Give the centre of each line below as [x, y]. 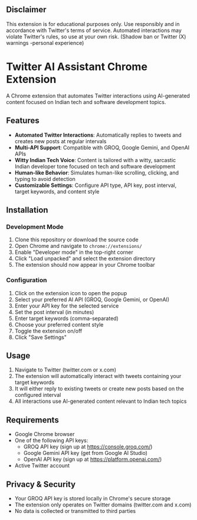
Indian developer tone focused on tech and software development [95, 166]
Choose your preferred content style [59, 324]
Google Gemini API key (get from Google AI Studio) [85, 453]
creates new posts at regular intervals [60, 141]
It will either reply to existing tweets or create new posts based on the [99, 389]
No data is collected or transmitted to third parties [75, 511]
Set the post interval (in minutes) [54, 312]
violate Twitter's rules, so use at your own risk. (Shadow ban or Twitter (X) [96, 36]
